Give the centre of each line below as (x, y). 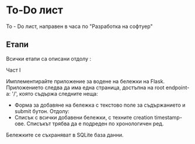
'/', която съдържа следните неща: (55, 93)
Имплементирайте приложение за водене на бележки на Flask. (86, 81)
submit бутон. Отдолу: (42, 111)
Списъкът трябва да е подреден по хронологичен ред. (95, 124)
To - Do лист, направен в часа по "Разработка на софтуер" (79, 26)
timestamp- (168, 117)
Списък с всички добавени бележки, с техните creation (84, 117)
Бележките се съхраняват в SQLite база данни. (65, 135)
